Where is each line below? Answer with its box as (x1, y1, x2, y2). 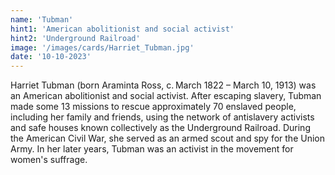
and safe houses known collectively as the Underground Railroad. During (10, 122, 311, 134)
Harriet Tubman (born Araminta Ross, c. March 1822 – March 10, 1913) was (10, 79, 317, 91)
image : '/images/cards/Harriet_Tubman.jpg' (10, 42, 195, 53)
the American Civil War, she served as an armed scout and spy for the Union (10, 132, 325, 145)
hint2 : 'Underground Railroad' (10, 33, 141, 43)
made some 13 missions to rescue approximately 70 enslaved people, (10, 101, 297, 113)
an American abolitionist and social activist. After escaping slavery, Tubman (10, 90, 322, 102)
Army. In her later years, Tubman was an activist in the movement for (10, 143, 294, 155)
